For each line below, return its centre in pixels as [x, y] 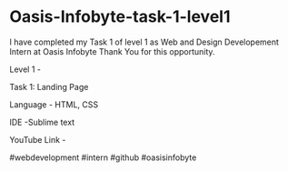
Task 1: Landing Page [49, 86]
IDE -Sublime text [42, 122]
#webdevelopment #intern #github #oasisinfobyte [103, 157]
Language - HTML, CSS [54, 104]
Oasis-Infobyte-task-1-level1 [120, 17]
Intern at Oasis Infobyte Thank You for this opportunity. [112, 51]
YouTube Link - [38, 139]
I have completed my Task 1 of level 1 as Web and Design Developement [144, 42]
